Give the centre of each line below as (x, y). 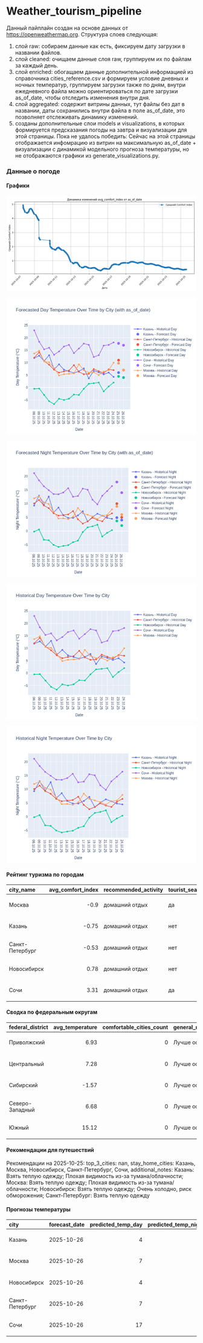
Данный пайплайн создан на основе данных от (67, 28)
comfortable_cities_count (135, 1027)
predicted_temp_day (116, 1224)
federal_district (28, 1027)
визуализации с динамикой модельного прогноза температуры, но (102, 149)
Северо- (20, 1103)
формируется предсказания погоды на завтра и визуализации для (101, 130)
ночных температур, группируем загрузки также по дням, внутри (100, 85)
